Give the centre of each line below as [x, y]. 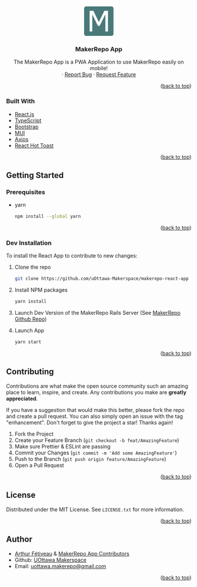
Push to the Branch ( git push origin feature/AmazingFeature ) [90, 459]
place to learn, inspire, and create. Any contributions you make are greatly [96, 392]
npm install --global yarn [48, 217]
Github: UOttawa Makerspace [51, 560]
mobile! [99, 68]
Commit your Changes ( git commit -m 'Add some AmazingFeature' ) [96, 453]
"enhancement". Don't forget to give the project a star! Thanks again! [90, 422]
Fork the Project [34, 434]
